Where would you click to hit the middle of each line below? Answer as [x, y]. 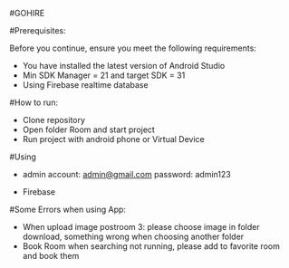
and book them [51, 256]
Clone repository [54, 120]
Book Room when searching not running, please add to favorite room [151, 246]
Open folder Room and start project [89, 129]
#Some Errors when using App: [68, 209]
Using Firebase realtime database [85, 85]
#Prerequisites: [38, 30]
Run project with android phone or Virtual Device [114, 139]
